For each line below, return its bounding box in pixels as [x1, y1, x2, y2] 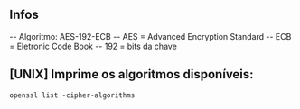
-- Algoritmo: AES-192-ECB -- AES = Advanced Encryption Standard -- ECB [9, 31, 292, 41]
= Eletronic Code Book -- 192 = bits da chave [9, 41, 178, 51]
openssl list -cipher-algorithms [9, 90, 136, 100]
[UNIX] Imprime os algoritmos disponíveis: [9, 67, 255, 82]
